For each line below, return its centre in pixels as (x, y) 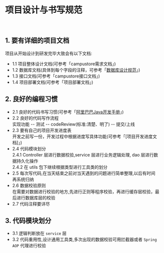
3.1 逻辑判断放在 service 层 (39, 233)
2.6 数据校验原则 (29, 185)
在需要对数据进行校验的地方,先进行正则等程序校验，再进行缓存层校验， (83, 191)
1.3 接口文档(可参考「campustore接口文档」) (56, 76)
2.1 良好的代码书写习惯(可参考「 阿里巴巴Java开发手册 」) (68, 112)
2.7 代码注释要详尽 (31, 203)
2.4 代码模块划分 (29, 149)
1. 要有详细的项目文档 (37, 40)
